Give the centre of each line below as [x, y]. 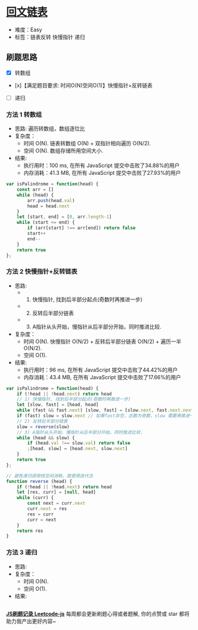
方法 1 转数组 [24, 115]
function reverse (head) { [39, 481]
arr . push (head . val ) [51, 200]
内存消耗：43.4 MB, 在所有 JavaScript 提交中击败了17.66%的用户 [102, 377]
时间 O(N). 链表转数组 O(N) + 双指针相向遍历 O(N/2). [87, 143]
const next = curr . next [56, 503]
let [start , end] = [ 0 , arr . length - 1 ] [64, 217]
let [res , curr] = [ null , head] [56, 492]
